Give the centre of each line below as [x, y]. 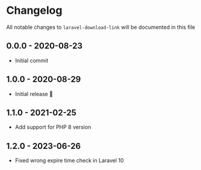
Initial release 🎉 [34, 94]
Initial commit [32, 60]
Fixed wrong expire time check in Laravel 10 [70, 160]
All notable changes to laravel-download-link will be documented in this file [101, 27]
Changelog [34, 11]
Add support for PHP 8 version [53, 127]
